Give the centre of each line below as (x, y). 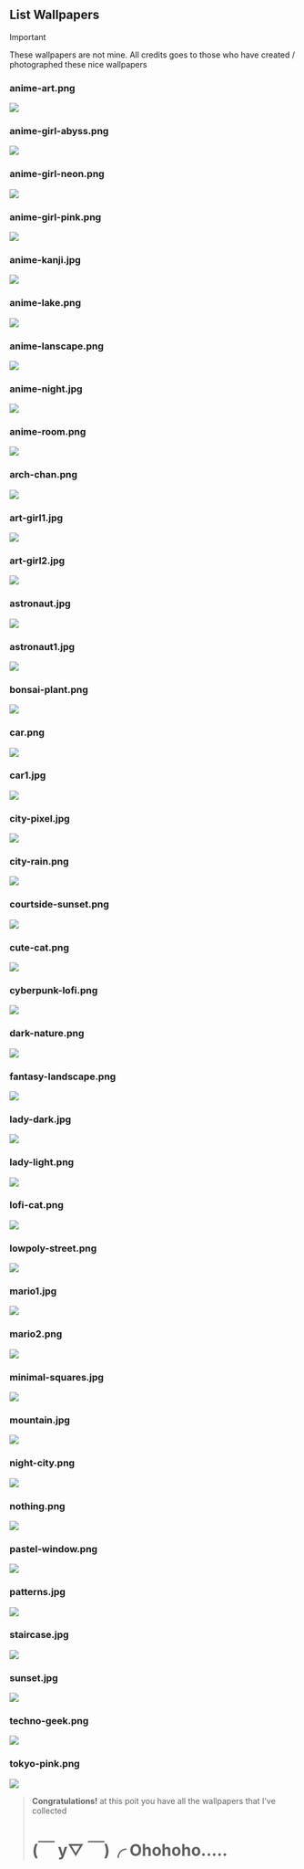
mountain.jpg (40, 1420)
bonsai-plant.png (49, 689)
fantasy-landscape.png (63, 1076)
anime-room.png (48, 432)
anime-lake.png (46, 303)
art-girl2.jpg (37, 561)
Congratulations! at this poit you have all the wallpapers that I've (153, 1801)
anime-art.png (42, 88)
